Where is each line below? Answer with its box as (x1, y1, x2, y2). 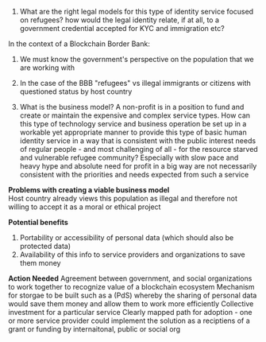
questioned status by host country (19, 87, 133, 96)
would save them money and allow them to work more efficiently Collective (8, 299, 254, 309)
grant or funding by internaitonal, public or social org (8, 325, 181, 333)
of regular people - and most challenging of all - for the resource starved (19, 145, 258, 154)
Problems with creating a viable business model (8, 185, 170, 194)
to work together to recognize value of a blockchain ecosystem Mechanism (8, 282, 256, 291)
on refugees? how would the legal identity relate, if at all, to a (19, 15, 220, 25)
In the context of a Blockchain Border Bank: (8, 39, 151, 49)
